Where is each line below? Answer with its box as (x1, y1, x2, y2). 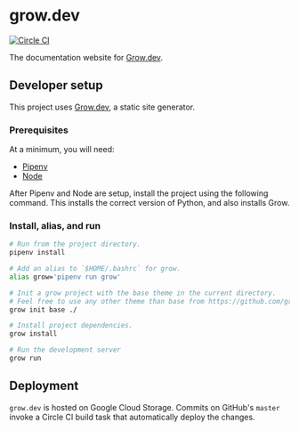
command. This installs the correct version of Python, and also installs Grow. (9, 198, 290, 208)
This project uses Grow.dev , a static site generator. (9, 102, 196, 112)
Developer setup (9, 77, 104, 94)
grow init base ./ (9, 305, 77, 314)
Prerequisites (9, 124, 69, 136)
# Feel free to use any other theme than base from (9, 297, 205, 305)
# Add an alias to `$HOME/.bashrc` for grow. (9, 264, 181, 273)
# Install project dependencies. (9, 321, 133, 330)
